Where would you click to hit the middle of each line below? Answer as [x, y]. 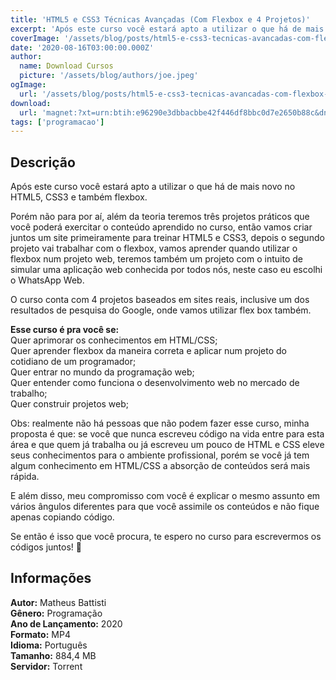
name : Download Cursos [66, 66]
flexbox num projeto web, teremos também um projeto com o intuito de [156, 259]
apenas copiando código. [62, 517]
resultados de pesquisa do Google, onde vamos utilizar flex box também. [161, 310]
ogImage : [28, 85]
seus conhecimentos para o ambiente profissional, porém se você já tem [160, 455]
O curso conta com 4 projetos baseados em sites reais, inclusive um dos [160, 300]
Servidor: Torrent [46, 666]
